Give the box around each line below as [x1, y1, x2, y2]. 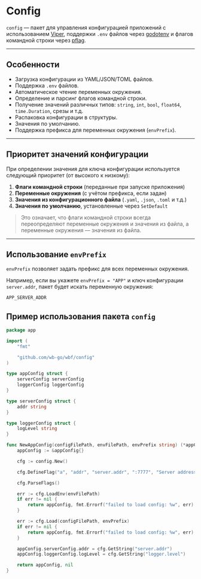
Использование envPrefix [6, 249, 106, 260]
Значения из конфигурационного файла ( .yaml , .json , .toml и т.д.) [14, 196, 187, 203]
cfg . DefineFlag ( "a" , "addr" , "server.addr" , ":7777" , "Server [17, 469, 175, 475]
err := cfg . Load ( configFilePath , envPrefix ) [17, 519, 130, 525]
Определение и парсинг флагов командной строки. [14, 95, 147, 102]
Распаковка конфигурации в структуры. [14, 114, 118, 121]
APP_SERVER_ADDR [6, 295, 47, 301]
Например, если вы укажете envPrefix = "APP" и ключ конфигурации [6, 277, 184, 284]
